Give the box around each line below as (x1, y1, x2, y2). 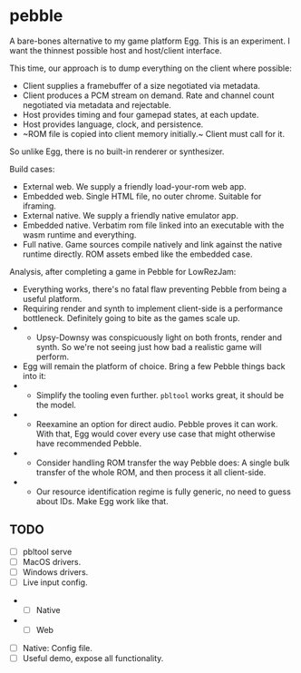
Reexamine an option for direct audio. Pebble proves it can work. (35, 418, 278, 429)
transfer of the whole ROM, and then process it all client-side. (35, 466, 267, 477)
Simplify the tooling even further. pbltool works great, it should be (35, 389, 284, 400)
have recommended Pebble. (35, 437, 142, 449)
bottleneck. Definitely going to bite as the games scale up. (22, 312, 240, 323)
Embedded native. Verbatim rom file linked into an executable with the (22, 219, 285, 230)
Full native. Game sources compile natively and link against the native (22, 239, 283, 249)
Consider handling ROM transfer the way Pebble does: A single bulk (35, 457, 290, 468)
